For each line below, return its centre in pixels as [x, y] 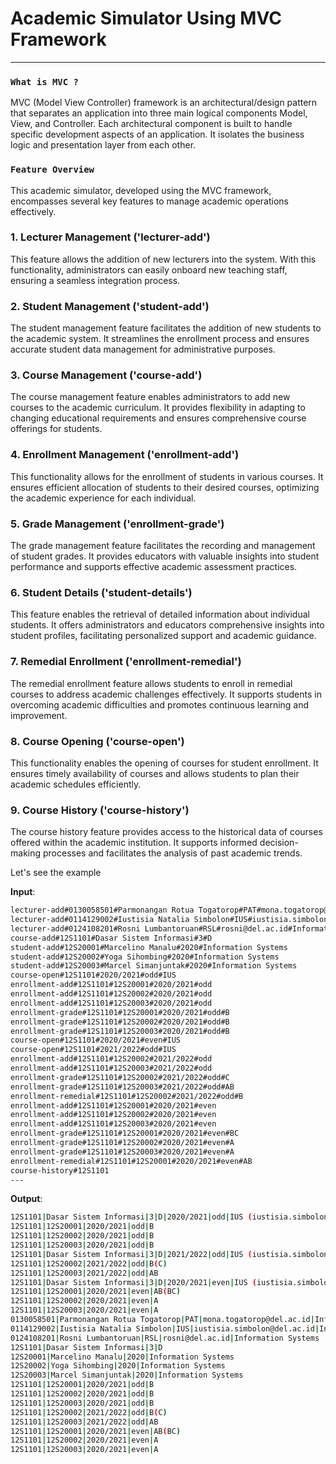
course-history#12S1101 [60, 1170]
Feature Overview [52, 170]
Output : [26, 1199]
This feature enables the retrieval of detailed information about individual [160, 614]
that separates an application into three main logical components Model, [159, 113]
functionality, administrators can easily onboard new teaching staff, [149, 269]
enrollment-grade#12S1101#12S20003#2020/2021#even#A [122, 1152]
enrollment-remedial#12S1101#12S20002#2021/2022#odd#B [127, 1096]
